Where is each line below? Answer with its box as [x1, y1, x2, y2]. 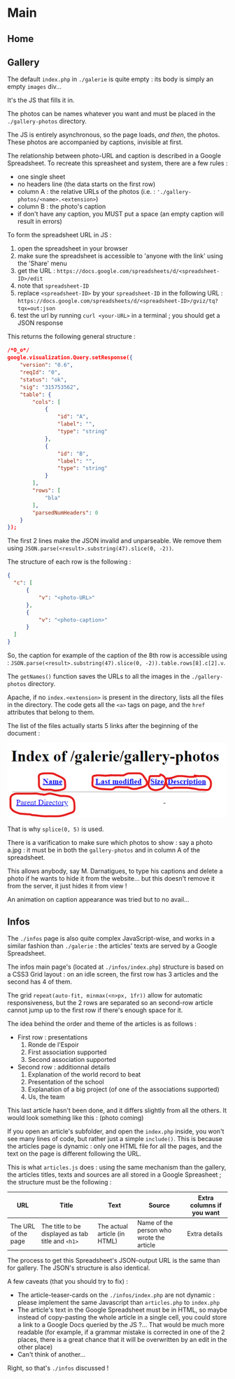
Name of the [137, 1218, 173, 1226]
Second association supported [27, 1056, 117, 1064]
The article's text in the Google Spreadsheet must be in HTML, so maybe [17, 1305, 227, 1314]
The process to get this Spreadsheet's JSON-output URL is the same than [7, 1256, 220, 1265]
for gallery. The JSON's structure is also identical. [7, 1263, 150, 1272]
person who [137, 1226, 172, 1234]
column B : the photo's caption [17, 202, 106, 211]
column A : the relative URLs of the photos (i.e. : [17, 188, 156, 196]
